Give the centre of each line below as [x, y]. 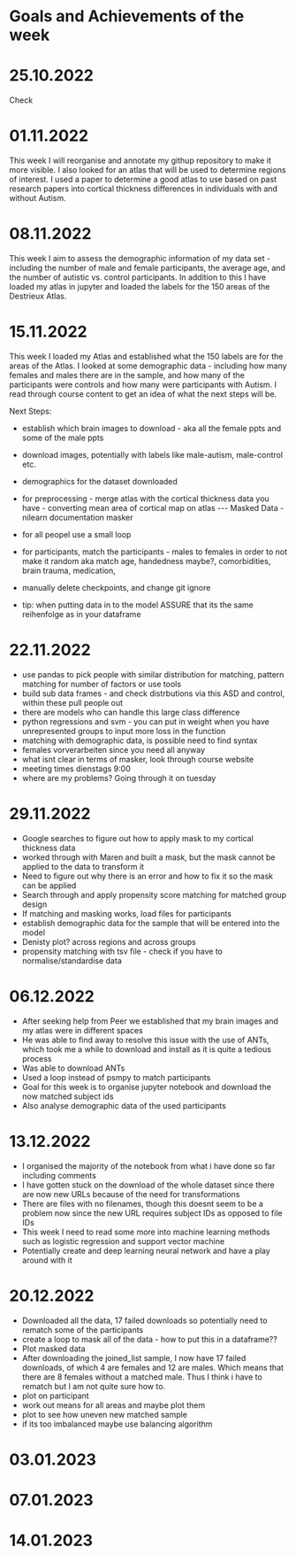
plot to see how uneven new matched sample [105, 1414]
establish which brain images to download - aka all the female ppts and [151, 428]
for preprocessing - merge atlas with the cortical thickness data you [145, 499]
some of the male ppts [63, 437]
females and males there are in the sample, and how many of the [127, 375]
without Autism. [38, 198]
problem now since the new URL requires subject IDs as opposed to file [152, 1213]
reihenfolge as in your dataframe [81, 614]
